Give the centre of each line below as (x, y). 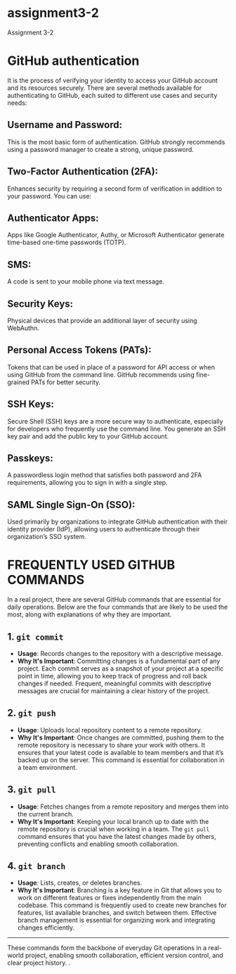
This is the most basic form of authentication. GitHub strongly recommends (116, 141)
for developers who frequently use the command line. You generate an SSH (117, 429)
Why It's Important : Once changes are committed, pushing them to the (121, 738)
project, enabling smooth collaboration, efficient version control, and (124, 956)
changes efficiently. (46, 928)
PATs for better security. (66, 382)
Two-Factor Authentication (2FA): (83, 171)
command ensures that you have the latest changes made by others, (117, 836)
